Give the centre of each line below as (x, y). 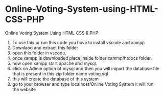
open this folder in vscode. (39, 53)
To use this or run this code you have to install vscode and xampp (79, 42)
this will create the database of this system (55, 79)
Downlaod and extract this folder (45, 48)
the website (24, 89)
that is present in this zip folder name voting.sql (60, 73)
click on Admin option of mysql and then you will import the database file (86, 68)
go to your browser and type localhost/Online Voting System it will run (83, 84)
